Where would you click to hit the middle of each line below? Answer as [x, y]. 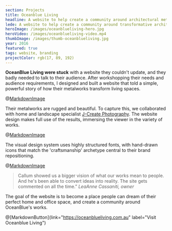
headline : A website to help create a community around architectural [82, 20]
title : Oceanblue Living [32, 15]
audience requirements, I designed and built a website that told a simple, [82, 83]
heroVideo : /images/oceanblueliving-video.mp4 [56, 34]
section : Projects [25, 10]
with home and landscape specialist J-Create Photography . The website [81, 114]
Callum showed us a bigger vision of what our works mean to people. [91, 176]
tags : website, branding [32, 53]
